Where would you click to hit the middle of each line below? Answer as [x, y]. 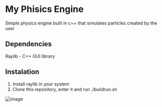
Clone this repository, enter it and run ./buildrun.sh [65, 89]
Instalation [22, 72]
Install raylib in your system [41, 84]
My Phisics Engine [45, 9]
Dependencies [28, 44]
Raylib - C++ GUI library [30, 56]
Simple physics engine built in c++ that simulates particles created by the [81, 23]
